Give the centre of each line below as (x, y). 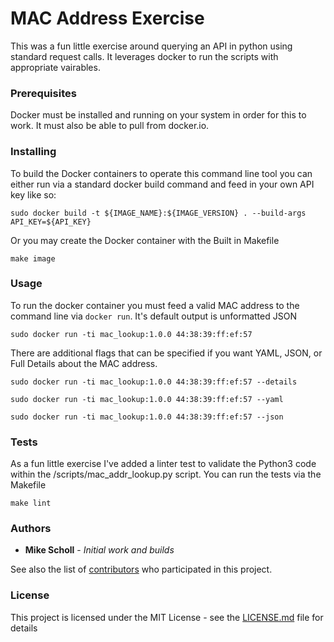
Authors (31, 529)
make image (33, 258)
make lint (31, 503)
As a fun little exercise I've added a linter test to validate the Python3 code (163, 464)
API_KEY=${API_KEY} (51, 222)
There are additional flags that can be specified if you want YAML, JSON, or (166, 353)
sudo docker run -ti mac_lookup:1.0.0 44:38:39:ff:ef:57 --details (154, 382)
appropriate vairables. (55, 67)
